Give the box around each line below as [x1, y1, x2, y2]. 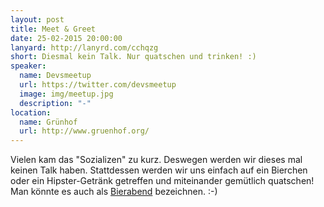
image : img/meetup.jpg [19, 89, 114, 99]
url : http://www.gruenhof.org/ [19, 126, 150, 136]
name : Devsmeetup [19, 71, 92, 81]
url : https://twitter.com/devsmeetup [19, 80, 177, 90]
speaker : [10, 61, 47, 71]
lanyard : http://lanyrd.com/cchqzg [10, 42, 159, 53]
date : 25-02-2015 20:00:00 [10, 33, 123, 43]
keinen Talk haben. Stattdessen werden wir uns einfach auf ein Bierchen [10, 164, 308, 176]
